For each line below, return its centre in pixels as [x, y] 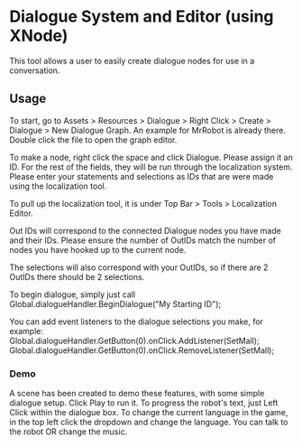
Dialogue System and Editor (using [142, 17]
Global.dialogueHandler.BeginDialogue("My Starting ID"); [115, 303]
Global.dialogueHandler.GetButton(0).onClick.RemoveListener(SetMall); [142, 350]
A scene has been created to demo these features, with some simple [137, 394]
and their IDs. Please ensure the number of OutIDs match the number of [143, 240]
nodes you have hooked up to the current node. [98, 249]
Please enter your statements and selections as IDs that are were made [142, 176]
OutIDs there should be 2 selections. [77, 276]
